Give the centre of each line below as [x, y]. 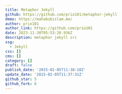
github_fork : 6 [21, 84]
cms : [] [13, 56]
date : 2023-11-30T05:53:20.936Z [39, 33]
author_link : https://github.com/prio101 [49, 28]
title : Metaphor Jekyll [30, 10]
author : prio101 [22, 24]
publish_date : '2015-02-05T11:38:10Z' [45, 70]
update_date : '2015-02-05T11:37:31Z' [44, 75]
